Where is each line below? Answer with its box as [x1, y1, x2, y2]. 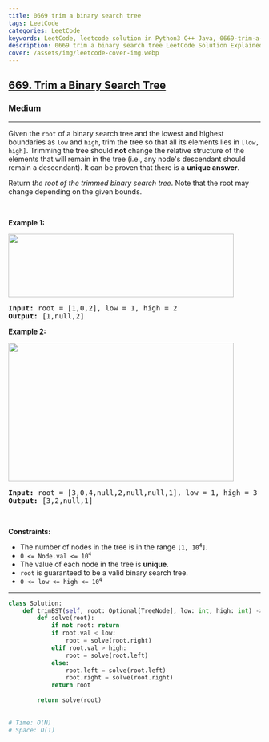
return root [50, 681, 91, 690]
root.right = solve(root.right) [65, 674, 174, 682]
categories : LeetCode [8, 26, 81, 34]
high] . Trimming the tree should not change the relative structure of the [8, 145, 245, 155]
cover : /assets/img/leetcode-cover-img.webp [8, 49, 159, 57]
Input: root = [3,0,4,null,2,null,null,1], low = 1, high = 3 [8, 488, 258, 497]
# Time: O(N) [8, 719, 52, 727]
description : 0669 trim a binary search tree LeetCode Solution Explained [8, 42, 263, 50]
